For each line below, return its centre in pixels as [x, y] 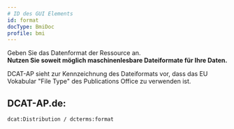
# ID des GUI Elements [40, 14]
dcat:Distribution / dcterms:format [60, 119]
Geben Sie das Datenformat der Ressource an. [74, 53]
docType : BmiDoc [31, 26]
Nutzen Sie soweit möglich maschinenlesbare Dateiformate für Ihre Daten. [117, 61]
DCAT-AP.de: [37, 103]
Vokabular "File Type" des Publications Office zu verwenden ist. [99, 82]
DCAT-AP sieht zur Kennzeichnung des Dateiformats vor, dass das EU [108, 74]
